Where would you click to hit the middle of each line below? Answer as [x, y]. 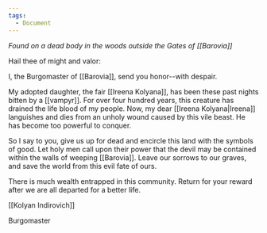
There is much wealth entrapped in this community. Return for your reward [130, 181]
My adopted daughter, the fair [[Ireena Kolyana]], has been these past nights [133, 91]
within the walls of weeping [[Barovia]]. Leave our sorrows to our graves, [128, 157]
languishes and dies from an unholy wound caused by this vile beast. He [127, 116]
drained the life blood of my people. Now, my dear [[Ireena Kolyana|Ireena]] [132, 109]
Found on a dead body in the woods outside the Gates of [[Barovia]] [120, 45]
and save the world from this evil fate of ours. [83, 166]
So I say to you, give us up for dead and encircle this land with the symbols [131, 140]
